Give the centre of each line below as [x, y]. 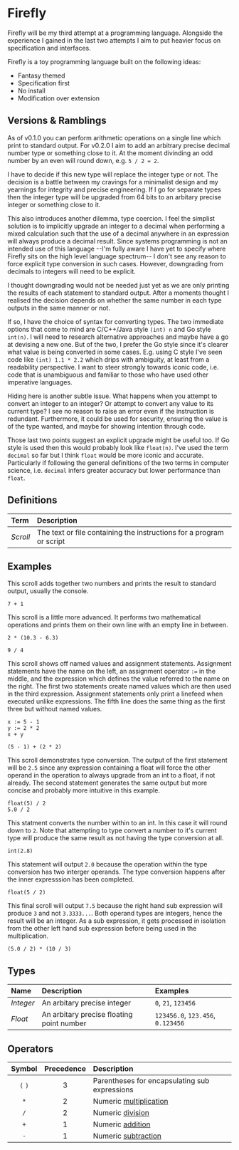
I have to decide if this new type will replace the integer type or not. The [113, 174]
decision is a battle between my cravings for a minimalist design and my [113, 182]
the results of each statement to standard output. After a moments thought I [118, 293]
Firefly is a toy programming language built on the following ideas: [104, 61]
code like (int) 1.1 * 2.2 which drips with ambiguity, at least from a [108, 359]
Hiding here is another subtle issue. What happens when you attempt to [112, 396]
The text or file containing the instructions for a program [130, 532]
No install [32, 90]
